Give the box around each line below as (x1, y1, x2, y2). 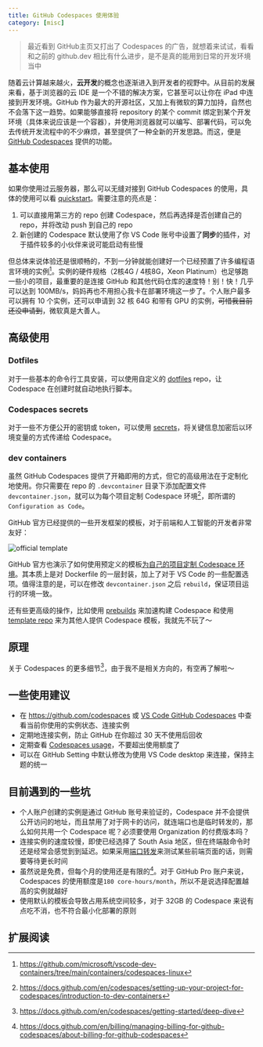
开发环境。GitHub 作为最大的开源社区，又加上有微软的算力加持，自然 (21, 97, 245, 107)
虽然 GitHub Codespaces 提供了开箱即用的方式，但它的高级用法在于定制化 (8, 472, 249, 481)
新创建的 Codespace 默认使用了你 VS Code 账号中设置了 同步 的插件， (19, 230, 244, 239)
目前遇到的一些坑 (8, 785, 91, 798)
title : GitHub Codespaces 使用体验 (8, 11, 120, 20)
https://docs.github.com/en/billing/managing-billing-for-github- (19, 1022, 225, 1031)
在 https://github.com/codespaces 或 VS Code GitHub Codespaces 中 (19, 711, 245, 720)
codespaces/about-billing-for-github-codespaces (19, 1030, 181, 1040)
